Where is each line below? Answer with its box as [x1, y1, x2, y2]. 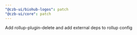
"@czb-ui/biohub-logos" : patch [5, 7, 69, 12]
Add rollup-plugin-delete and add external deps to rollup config [5, 24, 133, 30]
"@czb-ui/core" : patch [5, 12, 51, 16]
